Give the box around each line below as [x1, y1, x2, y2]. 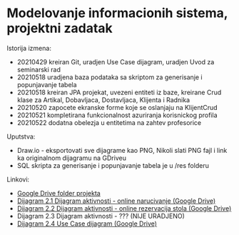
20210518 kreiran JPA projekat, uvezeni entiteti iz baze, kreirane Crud [16, 88, 222, 96]
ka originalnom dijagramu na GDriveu [16, 154, 126, 162]
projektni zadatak [6, 20, 113, 36]
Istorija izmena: [6, 44, 51, 52]
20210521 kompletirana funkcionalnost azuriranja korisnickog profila [16, 111, 218, 119]
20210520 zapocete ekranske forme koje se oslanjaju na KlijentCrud [16, 103, 218, 111]
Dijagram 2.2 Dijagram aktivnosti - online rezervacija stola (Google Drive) [16, 204, 232, 212]
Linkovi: [6, 175, 30, 184]
